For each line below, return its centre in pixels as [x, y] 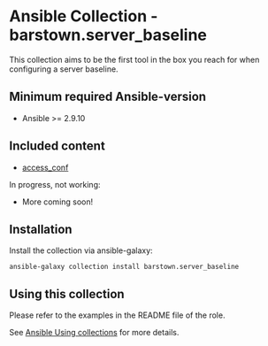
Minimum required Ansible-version [107, 97]
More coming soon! [57, 202]
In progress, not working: [55, 184]
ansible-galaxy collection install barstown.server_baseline [124, 267]
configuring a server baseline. [64, 69]
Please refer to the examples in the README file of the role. [117, 315]
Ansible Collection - [84, 16]
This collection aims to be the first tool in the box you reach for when [134, 59]
